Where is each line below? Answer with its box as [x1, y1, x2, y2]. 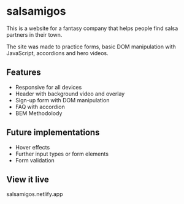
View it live [6, 174, 49, 184]
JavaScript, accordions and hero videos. [6, 49, 109, 56]
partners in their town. [6, 31, 63, 38]
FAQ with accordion [15, 103, 66, 110]
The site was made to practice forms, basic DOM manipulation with [6, 43, 176, 50]
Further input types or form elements [15, 150, 109, 157]
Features [6, 67, 41, 78]
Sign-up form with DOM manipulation [15, 96, 110, 104]
